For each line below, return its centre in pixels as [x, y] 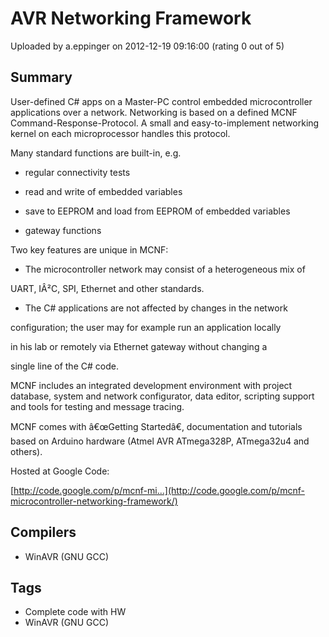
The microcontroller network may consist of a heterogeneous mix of [165, 269]
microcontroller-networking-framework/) [94, 501]
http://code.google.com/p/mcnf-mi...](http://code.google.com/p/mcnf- [159, 490]
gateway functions [63, 230]
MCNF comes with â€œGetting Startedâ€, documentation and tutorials [156, 426]
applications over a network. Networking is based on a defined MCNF [154, 112]
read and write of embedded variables [103, 191]
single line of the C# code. [64, 366]
